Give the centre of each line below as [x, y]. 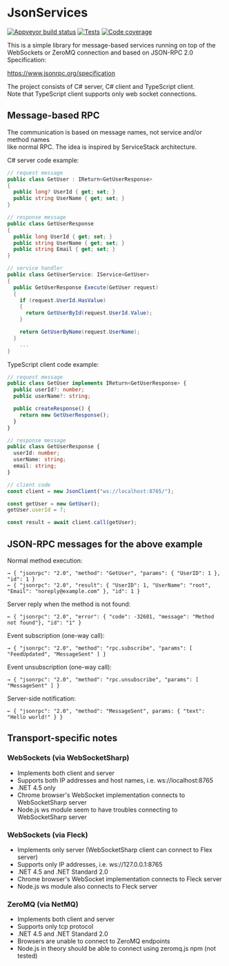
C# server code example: [43, 160]
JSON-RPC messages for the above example [105, 544]
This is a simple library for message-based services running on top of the [111, 45]
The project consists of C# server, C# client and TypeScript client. [101, 86]
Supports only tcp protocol [55, 927]
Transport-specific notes [62, 738]
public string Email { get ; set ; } [64, 250]
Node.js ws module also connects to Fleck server [87, 886]
